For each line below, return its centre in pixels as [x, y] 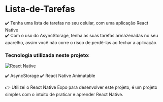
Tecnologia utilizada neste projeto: [48, 55]
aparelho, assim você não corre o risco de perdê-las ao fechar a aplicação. [81, 42]
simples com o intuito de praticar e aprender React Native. [64, 95]
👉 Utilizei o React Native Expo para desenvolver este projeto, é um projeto [81, 87]
